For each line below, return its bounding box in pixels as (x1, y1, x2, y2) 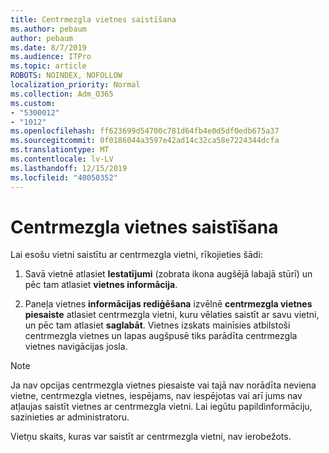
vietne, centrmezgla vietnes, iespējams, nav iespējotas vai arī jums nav (10, 390, 303, 402)
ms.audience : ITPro (10, 52, 92, 62)
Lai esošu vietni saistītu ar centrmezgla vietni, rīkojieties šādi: (10, 249, 263, 261)
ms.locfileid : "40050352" (10, 172, 118, 183)
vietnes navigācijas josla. (24, 341, 128, 353)
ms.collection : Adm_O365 (10, 89, 114, 99)
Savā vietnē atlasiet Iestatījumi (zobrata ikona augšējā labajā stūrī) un (24, 268, 313, 280)
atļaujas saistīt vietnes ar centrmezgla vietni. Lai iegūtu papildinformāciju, (10, 401, 313, 413)
